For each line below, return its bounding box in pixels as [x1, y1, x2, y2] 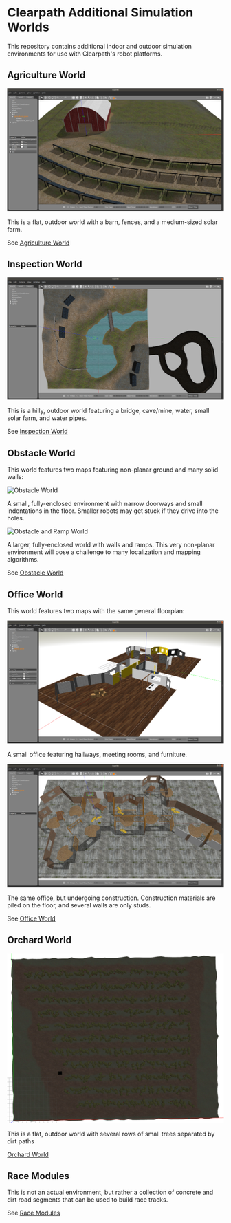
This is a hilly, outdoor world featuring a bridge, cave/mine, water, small [7, 407, 210, 415]
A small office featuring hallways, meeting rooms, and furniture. [7, 751, 188, 759]
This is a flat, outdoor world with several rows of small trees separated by [7, 1130, 215, 1138]
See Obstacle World [7, 569, 64, 577]
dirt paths [7, 1136, 34, 1145]
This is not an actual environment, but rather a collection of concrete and [7, 1188, 214, 1197]
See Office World [7, 914, 56, 923]
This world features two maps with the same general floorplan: [7, 607, 185, 615]
